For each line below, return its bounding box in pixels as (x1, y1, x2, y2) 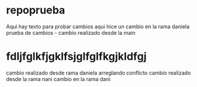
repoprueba (6, 4, 65, 17)
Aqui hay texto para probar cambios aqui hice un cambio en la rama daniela (6, 23, 190, 30)
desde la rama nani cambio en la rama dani (6, 75, 111, 82)
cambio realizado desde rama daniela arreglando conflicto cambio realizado (6, 69, 191, 76)
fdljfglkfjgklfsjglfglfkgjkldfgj (6, 50, 147, 63)
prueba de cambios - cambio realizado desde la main (6, 29, 136, 36)
